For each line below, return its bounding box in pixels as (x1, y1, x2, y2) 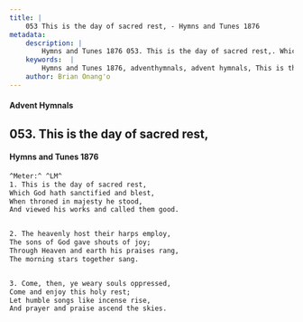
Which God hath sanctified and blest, (9, 188, 155, 197)
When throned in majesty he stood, (9, 196, 143, 206)
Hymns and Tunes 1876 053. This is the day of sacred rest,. (41, 47, 277, 56)
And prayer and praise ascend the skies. (9, 304, 168, 313)
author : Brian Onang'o (25, 72, 111, 81)
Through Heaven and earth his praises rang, (9, 246, 179, 256)
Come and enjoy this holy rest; (9, 287, 131, 297)
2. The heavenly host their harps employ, (9, 230, 171, 239)
